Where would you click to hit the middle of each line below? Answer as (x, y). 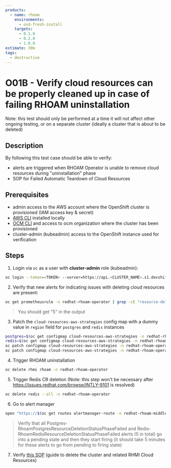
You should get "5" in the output (51, 312)
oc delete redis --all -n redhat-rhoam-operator (58, 394)
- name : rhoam (25, 15)
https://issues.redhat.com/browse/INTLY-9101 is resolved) (74, 385)
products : (16, 10)
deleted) (14, 130)
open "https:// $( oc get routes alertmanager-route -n (64, 413)
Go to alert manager (34, 404)
